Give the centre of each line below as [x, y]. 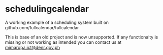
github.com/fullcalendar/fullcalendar [42, 27]
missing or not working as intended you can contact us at [63, 42]
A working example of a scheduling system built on [57, 22]
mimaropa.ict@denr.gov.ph [33, 47]
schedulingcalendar [47, 9]
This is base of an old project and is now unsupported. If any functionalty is [82, 37]
